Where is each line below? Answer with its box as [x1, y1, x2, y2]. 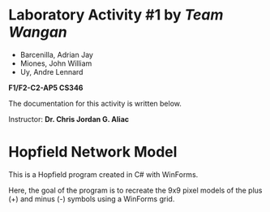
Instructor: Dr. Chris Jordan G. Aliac [8, 114, 130, 123]
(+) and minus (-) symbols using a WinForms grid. [8, 193, 175, 204]
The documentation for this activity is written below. [8, 98, 182, 108]
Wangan [8, 23, 67, 41]
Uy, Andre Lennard [19, 67, 84, 76]
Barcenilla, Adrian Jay [19, 50, 93, 59]
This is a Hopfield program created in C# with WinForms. [8, 169, 199, 180]
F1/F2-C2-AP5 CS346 [8, 83, 84, 93]
